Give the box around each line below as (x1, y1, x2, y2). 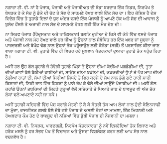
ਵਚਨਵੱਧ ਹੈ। (5, 134, 26, 140)
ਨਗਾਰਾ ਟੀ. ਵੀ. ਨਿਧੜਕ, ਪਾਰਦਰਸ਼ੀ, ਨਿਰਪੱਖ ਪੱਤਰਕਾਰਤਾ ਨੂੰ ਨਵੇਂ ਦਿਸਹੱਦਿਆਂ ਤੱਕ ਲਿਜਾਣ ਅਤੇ (5, 123, 156, 129)
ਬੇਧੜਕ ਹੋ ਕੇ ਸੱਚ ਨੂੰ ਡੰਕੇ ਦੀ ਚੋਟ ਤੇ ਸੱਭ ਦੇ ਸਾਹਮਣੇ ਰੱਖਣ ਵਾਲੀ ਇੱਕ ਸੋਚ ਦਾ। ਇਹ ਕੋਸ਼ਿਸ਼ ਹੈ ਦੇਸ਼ (5, 10, 157, 15)
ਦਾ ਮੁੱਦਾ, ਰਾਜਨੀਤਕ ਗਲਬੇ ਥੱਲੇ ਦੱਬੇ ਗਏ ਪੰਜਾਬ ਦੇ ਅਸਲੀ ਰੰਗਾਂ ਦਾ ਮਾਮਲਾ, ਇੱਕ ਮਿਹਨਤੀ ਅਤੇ (5, 107, 153, 113)
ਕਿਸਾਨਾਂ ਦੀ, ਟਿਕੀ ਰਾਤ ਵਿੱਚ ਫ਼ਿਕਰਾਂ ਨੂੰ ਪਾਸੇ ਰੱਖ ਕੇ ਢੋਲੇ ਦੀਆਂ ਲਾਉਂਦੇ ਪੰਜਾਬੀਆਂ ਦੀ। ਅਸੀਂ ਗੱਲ (5, 80, 157, 86)
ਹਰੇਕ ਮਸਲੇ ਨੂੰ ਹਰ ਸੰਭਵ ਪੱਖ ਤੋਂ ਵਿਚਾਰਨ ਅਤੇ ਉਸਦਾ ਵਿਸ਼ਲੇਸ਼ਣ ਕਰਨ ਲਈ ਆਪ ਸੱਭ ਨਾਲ (5, 128, 148, 134)
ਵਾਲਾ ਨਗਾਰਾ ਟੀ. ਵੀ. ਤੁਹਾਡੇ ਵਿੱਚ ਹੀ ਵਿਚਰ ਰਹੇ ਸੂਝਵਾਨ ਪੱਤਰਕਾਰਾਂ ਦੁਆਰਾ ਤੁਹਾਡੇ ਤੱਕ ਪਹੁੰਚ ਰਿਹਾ (5, 48, 162, 54)
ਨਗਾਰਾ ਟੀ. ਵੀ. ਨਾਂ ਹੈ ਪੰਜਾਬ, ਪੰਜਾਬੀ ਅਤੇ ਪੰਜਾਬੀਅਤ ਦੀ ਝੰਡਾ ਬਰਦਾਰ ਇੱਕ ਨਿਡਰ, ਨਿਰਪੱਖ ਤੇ (5, 4, 155, 10)
